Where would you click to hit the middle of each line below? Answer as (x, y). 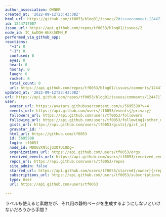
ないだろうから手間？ (27, 209)
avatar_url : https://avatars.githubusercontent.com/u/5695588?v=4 (79, 106)
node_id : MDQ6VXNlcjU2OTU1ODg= (42, 148)
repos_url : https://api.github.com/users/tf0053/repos (67, 161)
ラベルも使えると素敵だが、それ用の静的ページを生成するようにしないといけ (83, 203)
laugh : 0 (19, 74)
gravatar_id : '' (26, 129)
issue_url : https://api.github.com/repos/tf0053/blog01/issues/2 (74, 28)
